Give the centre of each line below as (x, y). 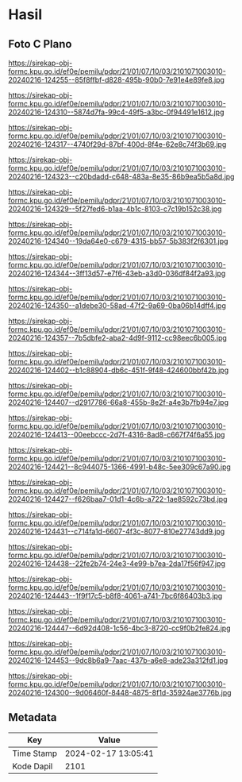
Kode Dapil (33, 766)
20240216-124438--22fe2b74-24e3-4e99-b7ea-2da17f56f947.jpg (117, 564)
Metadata (33, 717)
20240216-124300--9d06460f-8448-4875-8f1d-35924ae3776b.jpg (120, 693)
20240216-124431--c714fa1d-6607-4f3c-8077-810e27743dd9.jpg (117, 531)
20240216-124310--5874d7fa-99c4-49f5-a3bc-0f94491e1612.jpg (116, 112)
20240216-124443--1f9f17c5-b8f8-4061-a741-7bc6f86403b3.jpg (115, 596)
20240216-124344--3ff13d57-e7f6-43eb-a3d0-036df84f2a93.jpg (117, 273)
